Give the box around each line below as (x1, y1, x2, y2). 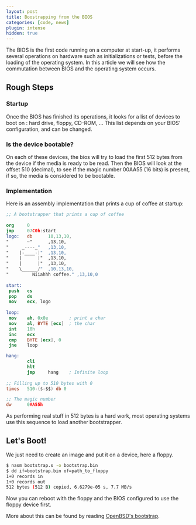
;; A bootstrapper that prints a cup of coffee (6, 212, 125, 218)
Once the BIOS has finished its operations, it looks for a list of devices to (6, 113, 180, 120)
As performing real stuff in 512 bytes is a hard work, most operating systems (6, 412, 190, 419)
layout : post (6, 8, 38, 15)
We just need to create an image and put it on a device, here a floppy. (6, 451, 174, 458)
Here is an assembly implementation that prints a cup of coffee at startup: (6, 200, 184, 207)
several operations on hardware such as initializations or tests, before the (6, 53, 183, 60)
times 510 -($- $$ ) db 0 (6, 385, 67, 392)
